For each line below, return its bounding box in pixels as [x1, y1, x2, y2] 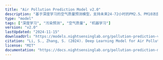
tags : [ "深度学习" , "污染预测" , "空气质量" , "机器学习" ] [5, 20, 111, 26]
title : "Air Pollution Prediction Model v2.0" [5, 7, 101, 12]
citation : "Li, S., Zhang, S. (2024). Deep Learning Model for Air [5, 39, 145, 44]
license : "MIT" [5, 43, 36, 48]
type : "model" [5, 16, 34, 21]
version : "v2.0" [5, 25, 38, 30]
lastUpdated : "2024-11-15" [5, 30, 60, 34]
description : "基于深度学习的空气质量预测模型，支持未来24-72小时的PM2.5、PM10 [5, 12, 153, 16]
